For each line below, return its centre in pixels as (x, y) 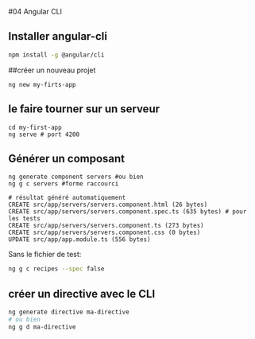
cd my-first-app (35, 127)
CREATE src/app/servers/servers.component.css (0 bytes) (104, 233)
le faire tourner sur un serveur (84, 109)
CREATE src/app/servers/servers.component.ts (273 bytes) (106, 226)
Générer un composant (67, 158)
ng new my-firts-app (42, 84)
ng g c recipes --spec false (56, 269)
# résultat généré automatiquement (67, 198)
